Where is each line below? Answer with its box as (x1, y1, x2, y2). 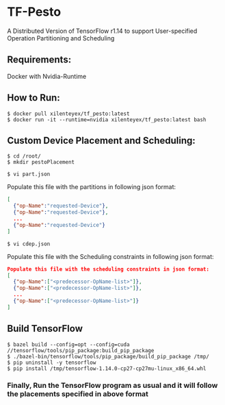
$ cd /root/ (7, 153, 41, 160)
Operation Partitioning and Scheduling (7, 34, 115, 42)
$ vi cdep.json (7, 241, 51, 247)
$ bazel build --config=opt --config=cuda (7, 341, 130, 348)
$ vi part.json (7, 171, 51, 178)
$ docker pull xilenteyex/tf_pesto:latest (7, 110, 130, 117)
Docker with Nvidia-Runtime (7, 72, 87, 80)
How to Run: (7, 92, 60, 103)
